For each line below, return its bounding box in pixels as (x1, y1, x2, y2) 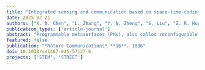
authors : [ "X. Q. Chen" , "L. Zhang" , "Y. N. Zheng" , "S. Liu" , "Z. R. (6, 20, 190, 26)
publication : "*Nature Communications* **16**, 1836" (6, 43, 146, 49)
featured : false (6, 37, 48, 43)
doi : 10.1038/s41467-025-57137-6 (6, 49, 92, 55)
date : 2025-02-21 (6, 15, 51, 21)
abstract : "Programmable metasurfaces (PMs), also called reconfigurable (6, 32, 198, 38)
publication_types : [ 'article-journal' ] (6, 26, 111, 32)
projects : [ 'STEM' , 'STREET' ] (6, 54, 84, 60)
